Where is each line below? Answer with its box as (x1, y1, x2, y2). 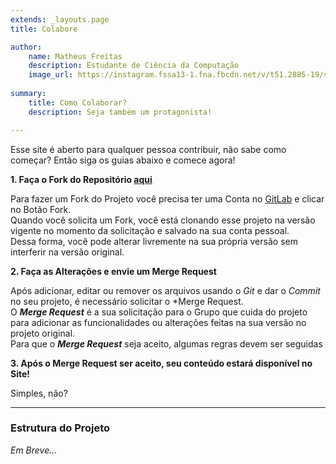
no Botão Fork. (10, 203, 72, 215)
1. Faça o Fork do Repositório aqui (10, 173, 153, 185)
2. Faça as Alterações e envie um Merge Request (10, 265, 217, 277)
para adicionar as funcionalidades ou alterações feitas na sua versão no (10, 316, 307, 328)
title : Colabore (10, 24, 78, 34)
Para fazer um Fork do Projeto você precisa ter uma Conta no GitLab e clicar (10, 192, 325, 205)
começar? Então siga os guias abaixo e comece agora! (10, 154, 236, 166)
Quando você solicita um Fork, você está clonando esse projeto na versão (10, 214, 316, 226)
